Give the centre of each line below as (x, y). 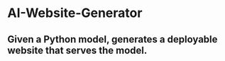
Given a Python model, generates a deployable (112, 39)
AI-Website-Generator (75, 13)
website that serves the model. (77, 50)
